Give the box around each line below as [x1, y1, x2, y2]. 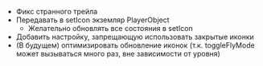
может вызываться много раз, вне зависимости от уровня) [15, 49, 221, 58]
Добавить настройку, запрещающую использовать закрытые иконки [15, 32, 255, 41]
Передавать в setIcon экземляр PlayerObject [15, 15, 171, 25]
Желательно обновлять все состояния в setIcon [27, 24, 193, 33]
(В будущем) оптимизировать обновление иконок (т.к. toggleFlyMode [15, 41, 255, 50]
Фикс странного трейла [15, 7, 98, 16]
